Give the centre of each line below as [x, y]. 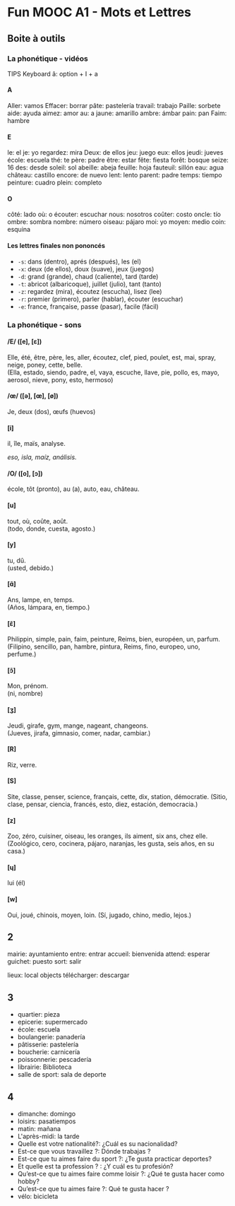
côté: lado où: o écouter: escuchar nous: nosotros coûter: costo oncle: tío [114, 214]
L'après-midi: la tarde [48, 1136]
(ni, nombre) [25, 694]
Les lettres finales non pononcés [56, 246]
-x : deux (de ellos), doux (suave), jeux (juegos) [86, 268]
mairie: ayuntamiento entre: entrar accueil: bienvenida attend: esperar [109, 954]
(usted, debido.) [31, 568]
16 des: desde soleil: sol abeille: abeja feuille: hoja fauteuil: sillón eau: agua [116, 167]
